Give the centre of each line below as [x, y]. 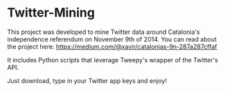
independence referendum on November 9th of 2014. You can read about [112, 39]
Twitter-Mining [51, 13]
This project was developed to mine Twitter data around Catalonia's [103, 32]
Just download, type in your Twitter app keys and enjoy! [87, 80]
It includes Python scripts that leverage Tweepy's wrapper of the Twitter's [112, 59]
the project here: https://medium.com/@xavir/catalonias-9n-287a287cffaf [112, 46]
